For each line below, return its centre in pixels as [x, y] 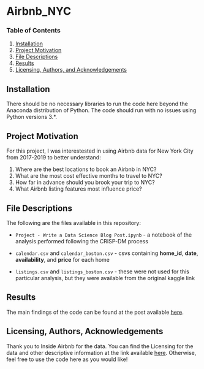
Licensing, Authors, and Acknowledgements [71, 70]
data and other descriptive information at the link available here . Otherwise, [101, 352]
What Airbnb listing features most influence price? [78, 189]
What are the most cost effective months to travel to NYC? [89, 176]
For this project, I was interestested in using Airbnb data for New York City [100, 151]
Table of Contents [34, 31]
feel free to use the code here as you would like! [67, 359]
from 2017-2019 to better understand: [54, 158]
